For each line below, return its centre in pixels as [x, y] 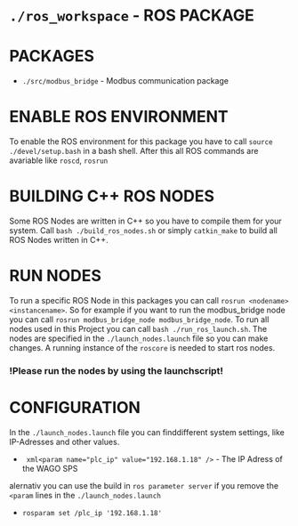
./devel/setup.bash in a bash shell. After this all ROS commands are [134, 151]
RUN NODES [56, 276]
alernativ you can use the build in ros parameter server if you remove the [144, 485]
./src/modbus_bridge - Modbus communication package [125, 81]
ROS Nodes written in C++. [59, 240]
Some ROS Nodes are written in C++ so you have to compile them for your [145, 221]
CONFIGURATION [75, 408]
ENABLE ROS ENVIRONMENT [119, 117]
